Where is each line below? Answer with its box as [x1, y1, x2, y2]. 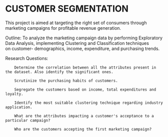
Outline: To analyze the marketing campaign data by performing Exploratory [5, 35, 162, 41]
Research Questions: [5, 55, 49, 61]
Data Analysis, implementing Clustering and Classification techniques [5, 40, 149, 46]
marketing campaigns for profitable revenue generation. [5, 25, 122, 31]
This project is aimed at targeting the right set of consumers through [5, 20, 147, 26]
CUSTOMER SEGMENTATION [5, 3, 129, 15]
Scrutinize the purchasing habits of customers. [14, 78, 118, 83]
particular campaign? [5, 118, 51, 123]
